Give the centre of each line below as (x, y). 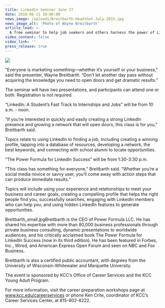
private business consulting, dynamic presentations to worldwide (71, 230)
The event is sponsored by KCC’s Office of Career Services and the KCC (78, 275)
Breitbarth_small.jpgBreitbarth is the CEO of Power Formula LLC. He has (78, 219)
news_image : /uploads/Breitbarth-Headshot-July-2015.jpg (65, 19)
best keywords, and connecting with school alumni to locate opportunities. (81, 150)
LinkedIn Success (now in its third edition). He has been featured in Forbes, (81, 240)
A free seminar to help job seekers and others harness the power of (82, 33)
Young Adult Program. (27, 280)
